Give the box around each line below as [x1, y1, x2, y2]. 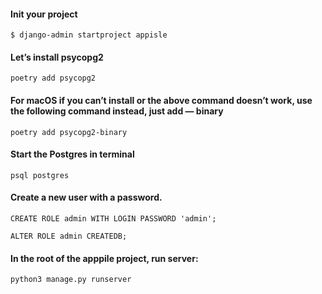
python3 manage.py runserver [10, 275, 132, 285]
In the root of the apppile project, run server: [10, 252, 199, 264]
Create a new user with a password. [10, 191, 163, 204]
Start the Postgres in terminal [10, 148, 135, 160]
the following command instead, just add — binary [10, 105, 224, 117]
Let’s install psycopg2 [10, 51, 104, 63]
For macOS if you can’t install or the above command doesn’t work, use [10, 95, 313, 106]
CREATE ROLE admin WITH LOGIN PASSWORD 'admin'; [10, 214, 217, 224]
